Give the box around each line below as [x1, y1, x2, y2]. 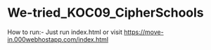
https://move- [124, 28, 164, 36]
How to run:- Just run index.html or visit [7, 28, 123, 36]
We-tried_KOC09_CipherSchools [7, 5, 204, 21]
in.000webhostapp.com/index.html [7, 35, 109, 43]
